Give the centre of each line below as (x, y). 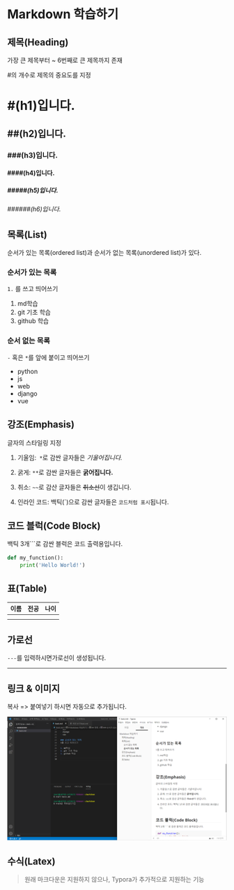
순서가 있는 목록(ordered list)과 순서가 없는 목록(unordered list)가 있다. (104, 253)
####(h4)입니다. (31, 173)
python (28, 371)
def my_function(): (36, 558)
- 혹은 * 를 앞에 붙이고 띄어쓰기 (48, 357)
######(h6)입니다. (34, 209)
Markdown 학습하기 (63, 14)
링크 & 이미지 (34, 688)
